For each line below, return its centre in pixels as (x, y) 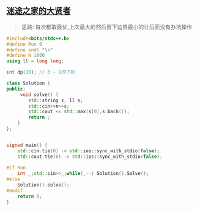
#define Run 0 (24, 44)
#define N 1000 (26, 56)
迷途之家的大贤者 (38, 11)
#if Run (16, 168)
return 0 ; (30, 196)
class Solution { (28, 83)
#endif (15, 191)
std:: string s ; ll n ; (56, 100)
